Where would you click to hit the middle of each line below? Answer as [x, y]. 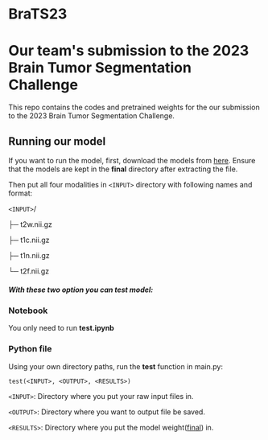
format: [21, 193]
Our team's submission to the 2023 [129, 51]
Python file [30, 349]
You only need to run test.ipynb [61, 328]
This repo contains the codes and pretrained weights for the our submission [134, 107]
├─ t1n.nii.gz [29, 255]
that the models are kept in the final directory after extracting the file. [123, 169]
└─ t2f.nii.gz [29, 271]
